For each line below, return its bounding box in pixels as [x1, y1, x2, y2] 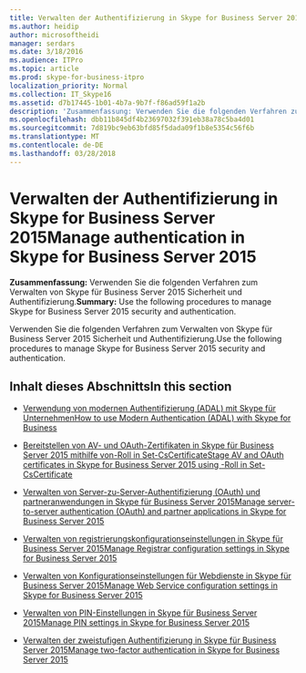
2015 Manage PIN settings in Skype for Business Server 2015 [22, 617, 250, 628]
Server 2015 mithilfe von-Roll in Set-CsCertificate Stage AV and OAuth [22, 450, 284, 461]
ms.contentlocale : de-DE [9, 140, 104, 150]
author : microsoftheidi [9, 30, 100, 39]
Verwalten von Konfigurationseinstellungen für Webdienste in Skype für [22, 571, 291, 582]
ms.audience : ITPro [9, 56, 84, 65]
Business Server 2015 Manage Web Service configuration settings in [22, 580, 278, 591]
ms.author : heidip [9, 22, 79, 31]
